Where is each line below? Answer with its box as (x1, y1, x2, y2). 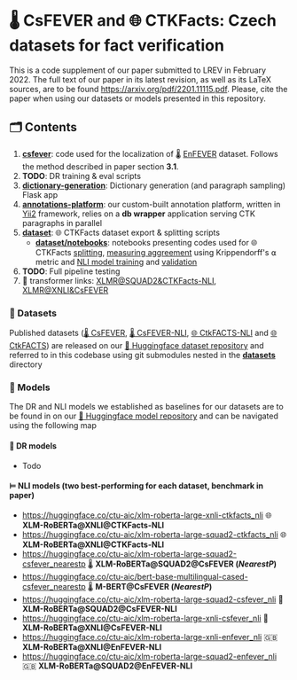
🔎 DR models (9, 440, 58, 451)
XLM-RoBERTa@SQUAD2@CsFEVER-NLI (21, 603, 177, 614)
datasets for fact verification (9, 35, 224, 56)
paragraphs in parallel (21, 217, 103, 228)
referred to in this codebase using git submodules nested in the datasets (9, 350, 277, 361)
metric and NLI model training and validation (35, 256, 198, 267)
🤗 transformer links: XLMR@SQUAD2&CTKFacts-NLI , (21, 275, 217, 285)
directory (9, 359, 43, 370)
